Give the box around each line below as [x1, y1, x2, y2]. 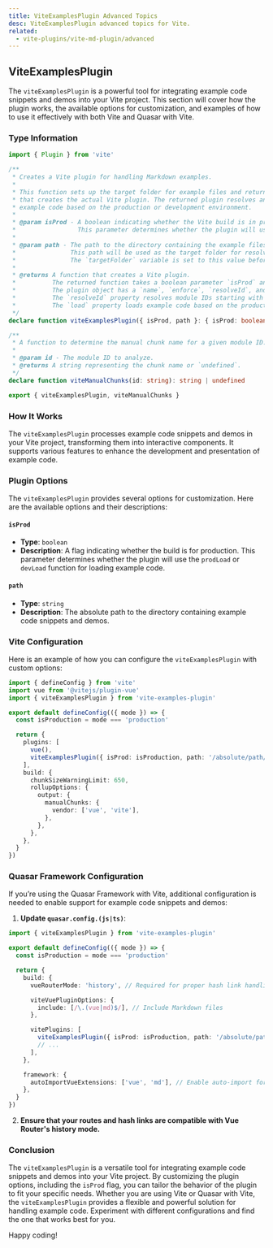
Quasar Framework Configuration [8, 871, 144, 882]
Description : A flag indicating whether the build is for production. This [19, 546, 256, 556]
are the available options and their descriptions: [8, 502, 168, 512]
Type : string [19, 598, 64, 608]
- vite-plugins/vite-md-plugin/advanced [15, 34, 154, 43]
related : [8, 27, 38, 35]
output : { [37, 791, 71, 799]
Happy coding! [8, 1230, 58, 1240]
